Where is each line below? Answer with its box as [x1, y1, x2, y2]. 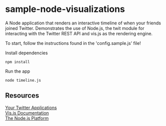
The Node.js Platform [5, 115, 49, 121]
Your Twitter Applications [5, 105, 57, 111]
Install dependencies [5, 50, 48, 56]
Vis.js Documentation [5, 110, 49, 116]
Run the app [5, 68, 30, 74]
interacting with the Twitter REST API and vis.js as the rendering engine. [5, 30, 153, 36]
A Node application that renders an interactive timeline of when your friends [5, 20, 161, 26]
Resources [5, 91, 39, 100]
